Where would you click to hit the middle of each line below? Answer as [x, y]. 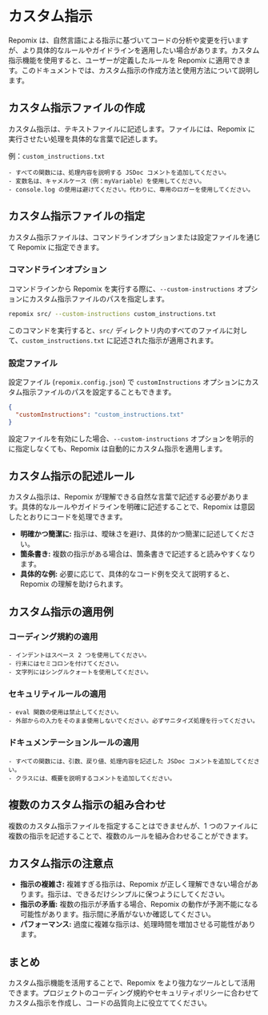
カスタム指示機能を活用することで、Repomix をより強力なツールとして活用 [132, 983]
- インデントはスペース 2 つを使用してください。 [79, 655]
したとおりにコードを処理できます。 [68, 517]
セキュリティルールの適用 [57, 694]
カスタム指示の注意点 [61, 863]
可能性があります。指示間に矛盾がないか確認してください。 [118, 914]
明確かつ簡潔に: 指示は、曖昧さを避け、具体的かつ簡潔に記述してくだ [134, 534]
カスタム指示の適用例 [61, 611]
